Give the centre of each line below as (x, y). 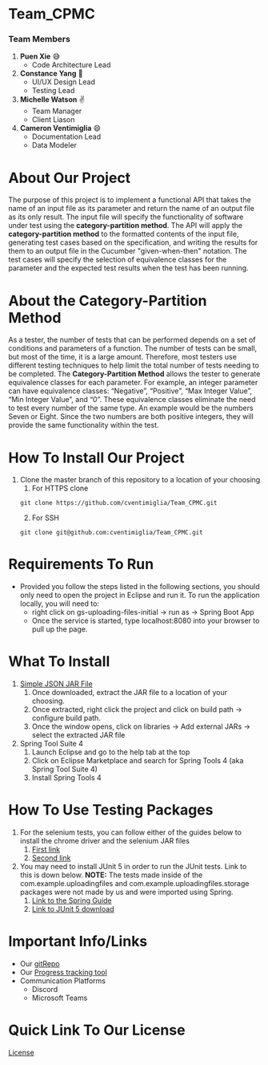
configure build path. (66, 718)
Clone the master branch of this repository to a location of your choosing (140, 480)
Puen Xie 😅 (40, 56)
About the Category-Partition (108, 301)
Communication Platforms (63, 981)
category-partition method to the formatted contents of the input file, (124, 234)
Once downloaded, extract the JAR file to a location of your (130, 693)
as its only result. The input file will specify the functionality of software (126, 217)
